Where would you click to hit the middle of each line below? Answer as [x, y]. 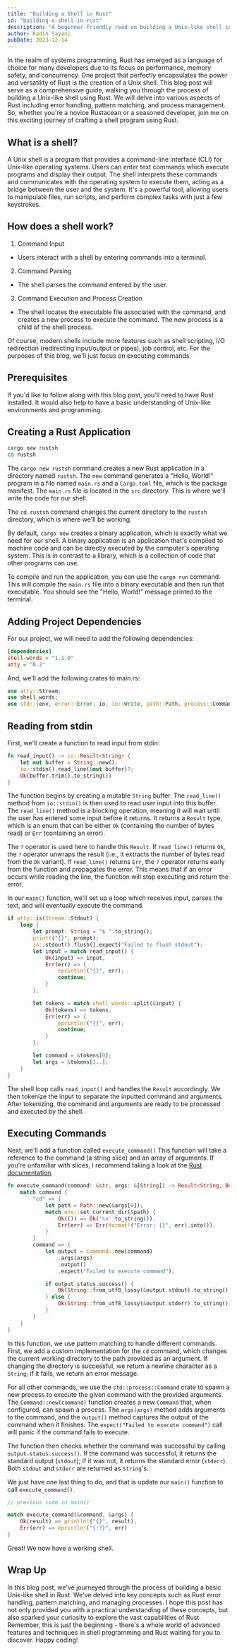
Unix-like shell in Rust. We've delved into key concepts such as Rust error [114, 1595]
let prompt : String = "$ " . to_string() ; [93, 932]
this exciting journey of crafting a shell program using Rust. [93, 120]
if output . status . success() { [89, 1284]
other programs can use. [43, 563]
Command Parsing [44, 271]
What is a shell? [43, 142]
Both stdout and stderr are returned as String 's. [78, 1468]
